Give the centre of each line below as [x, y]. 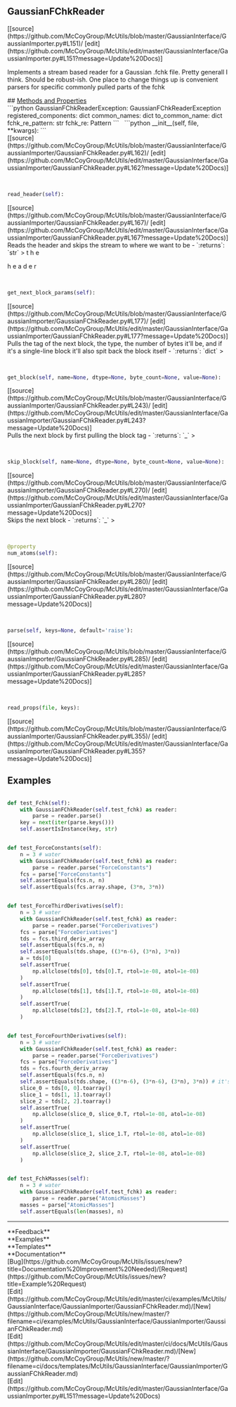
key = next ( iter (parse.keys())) [67, 823]
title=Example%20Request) [47, 1284]
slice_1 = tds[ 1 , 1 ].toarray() [66, 1095]
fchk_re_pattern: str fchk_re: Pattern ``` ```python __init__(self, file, [103, 123]
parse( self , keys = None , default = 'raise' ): [70, 631]
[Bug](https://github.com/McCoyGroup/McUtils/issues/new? [95, 1262]
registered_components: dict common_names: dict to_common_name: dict [115, 115]
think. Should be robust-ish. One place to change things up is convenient [113, 79]
